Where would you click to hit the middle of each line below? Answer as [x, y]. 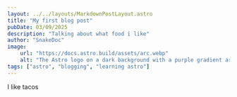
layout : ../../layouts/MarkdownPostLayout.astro [80, 14]
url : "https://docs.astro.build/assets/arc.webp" [95, 54]
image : [17, 47]
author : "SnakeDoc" [36, 40]
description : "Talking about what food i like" [79, 34]
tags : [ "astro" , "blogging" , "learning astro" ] [79, 67]
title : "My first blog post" [50, 21]
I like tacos [23, 86]
